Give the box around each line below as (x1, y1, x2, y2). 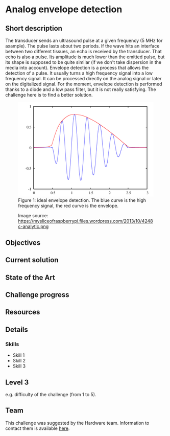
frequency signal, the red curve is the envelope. (18, 203, 119, 209)
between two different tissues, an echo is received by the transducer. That (5, 49, 162, 54)
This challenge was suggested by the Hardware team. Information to (5, 420, 150, 426)
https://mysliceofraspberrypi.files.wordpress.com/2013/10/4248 (18, 218, 153, 224)
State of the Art (5, 273, 55, 282)
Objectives (5, 238, 41, 247)
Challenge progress (5, 290, 70, 300)
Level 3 (5, 378, 29, 386)
